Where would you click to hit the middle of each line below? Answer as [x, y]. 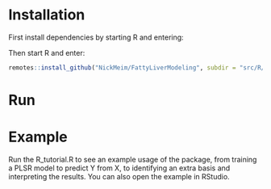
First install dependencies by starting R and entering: [96, 37]
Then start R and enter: [47, 52]
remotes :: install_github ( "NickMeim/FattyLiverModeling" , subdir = [122, 67]
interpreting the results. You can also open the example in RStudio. [119, 176]
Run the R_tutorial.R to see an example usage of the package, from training [133, 159]
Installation [47, 15]
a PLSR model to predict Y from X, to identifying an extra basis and [119, 168]
